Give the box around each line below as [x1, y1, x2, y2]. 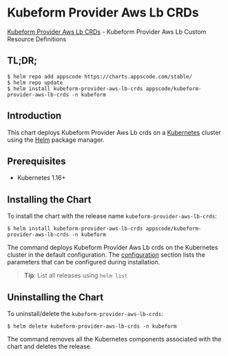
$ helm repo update [7, 79, 63, 86]
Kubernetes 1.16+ [17, 174, 66, 182]
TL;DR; [7, 55, 38, 67]
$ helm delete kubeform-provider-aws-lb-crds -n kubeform [7, 323, 177, 330]
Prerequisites [7, 155, 66, 167]
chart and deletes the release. [7, 342, 92, 350]
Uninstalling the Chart [7, 291, 104, 303]
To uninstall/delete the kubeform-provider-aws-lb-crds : [7, 310, 163, 317]
